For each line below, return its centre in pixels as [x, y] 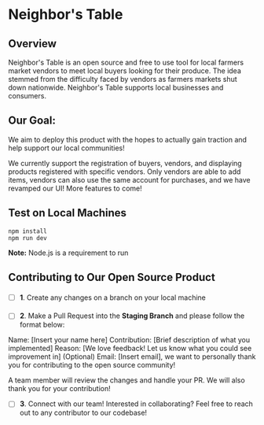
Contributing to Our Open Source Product [112, 277]
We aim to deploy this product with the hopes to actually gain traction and [128, 139]
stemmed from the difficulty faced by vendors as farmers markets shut [123, 79]
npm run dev [27, 238]
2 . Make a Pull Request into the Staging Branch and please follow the [132, 316]
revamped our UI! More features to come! [75, 188]
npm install [27, 231]
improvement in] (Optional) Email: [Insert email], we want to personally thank [132, 357]
